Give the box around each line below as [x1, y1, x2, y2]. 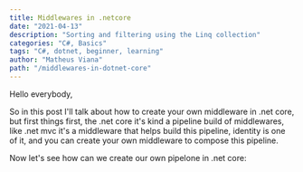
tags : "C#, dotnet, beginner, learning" [9, 47, 165, 56]
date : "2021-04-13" [9, 22, 83, 31]
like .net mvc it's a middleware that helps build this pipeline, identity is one [9, 125, 286, 136]
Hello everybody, [9, 88, 73, 100]
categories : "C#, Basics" [9, 38, 107, 48]
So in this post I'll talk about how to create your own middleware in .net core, [9, 106, 295, 117]
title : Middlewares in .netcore [9, 13, 131, 23]
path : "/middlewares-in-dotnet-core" [9, 64, 152, 73]
